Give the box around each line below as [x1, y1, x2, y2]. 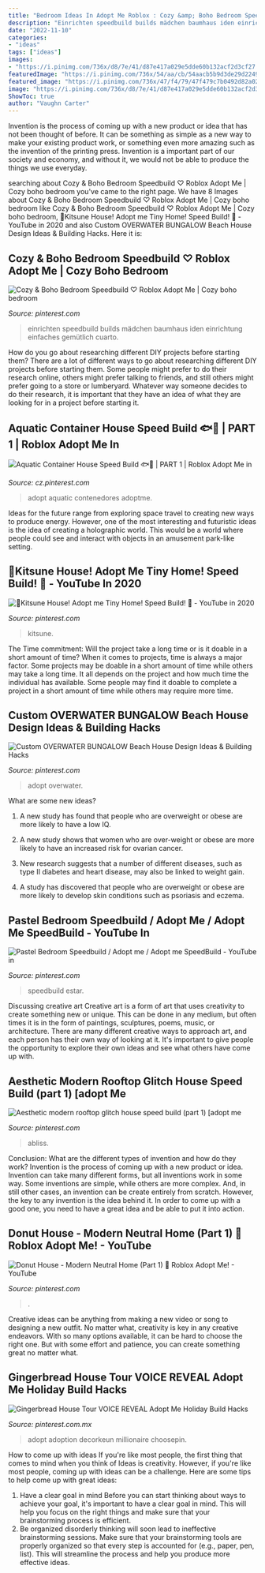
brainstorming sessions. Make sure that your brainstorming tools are [19, 1532, 242, 1541]
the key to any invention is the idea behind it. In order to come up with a [8, 1196, 241, 1204]
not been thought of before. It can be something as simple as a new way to [8, 129, 252, 139]
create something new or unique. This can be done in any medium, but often [8, 1009, 256, 1019]
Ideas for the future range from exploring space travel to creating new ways [8, 508, 255, 518]
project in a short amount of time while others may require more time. [8, 686, 234, 695]
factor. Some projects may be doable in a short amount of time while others [8, 661, 254, 670]
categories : [8, 33, 47, 42]
